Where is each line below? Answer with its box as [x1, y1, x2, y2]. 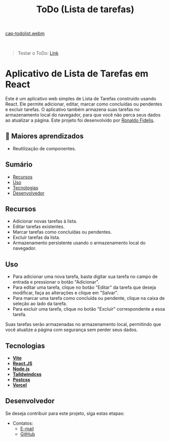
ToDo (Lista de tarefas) [36, 4, 134, 15]
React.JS [12, 360, 32, 366]
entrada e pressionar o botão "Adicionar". [12, 279, 99, 285]
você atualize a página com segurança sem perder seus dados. [5, 327, 138, 333]
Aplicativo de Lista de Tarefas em [5, 68, 149, 79]
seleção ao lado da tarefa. [12, 300, 67, 307]
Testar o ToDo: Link [17, 50, 59, 56]
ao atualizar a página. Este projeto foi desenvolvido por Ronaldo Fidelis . [5, 117, 155, 123]
